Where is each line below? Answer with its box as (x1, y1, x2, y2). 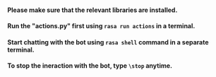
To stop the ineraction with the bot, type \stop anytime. (7, 61, 173, 70)
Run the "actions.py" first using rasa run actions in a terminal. (7, 22, 196, 30)
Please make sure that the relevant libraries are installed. (7, 6, 178, 14)
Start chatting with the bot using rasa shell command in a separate (7, 37, 210, 46)
